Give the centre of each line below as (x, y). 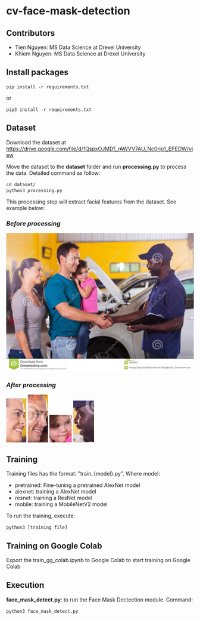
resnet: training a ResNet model (54, 498)
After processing (31, 385)
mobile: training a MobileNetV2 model (61, 504)
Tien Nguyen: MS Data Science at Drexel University (78, 47)
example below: (26, 208)
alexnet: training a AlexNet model (55, 492)
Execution (25, 585)
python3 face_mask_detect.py (42, 611)
